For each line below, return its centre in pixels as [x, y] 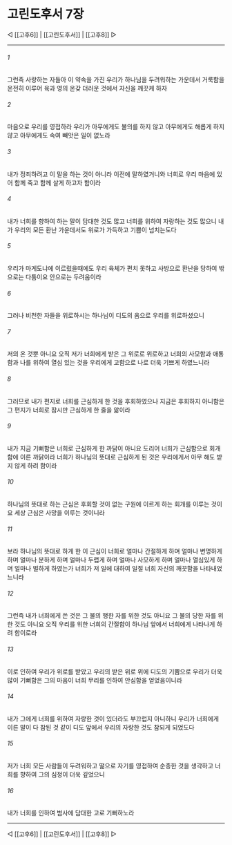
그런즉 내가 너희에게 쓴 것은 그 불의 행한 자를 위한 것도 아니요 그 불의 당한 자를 [112, 616]
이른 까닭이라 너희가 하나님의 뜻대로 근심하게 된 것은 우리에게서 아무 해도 [117, 457]
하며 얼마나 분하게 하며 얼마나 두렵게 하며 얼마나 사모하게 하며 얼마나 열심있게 [111, 560]
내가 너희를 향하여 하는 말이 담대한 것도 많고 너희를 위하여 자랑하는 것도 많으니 [112, 221]
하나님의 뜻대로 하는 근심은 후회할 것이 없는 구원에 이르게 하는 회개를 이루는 [108, 504]
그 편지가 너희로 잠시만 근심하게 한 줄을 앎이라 [69, 410]
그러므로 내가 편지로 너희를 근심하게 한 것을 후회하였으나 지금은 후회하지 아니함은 [116, 401]
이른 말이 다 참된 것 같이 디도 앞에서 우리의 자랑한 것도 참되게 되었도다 [101, 727]
